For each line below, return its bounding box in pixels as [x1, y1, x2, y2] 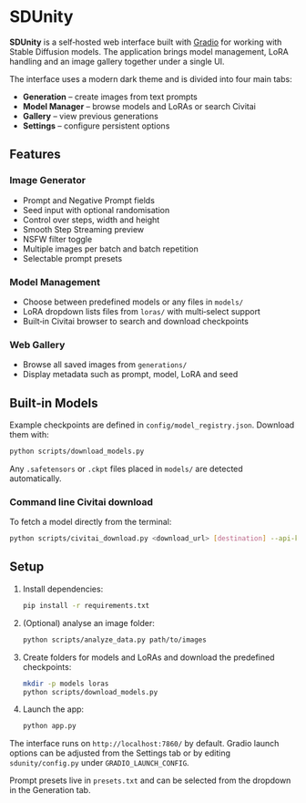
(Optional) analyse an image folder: [22, 617, 155, 628]
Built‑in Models [9, 395, 98, 411]
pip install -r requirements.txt [22, 601, 150, 610]
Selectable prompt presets [22, 252, 123, 263]
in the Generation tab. [9, 785, 91, 796]
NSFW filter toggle [22, 233, 93, 244]
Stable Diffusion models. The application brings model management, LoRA [9, 46, 289, 57]
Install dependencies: [22, 583, 104, 594]
